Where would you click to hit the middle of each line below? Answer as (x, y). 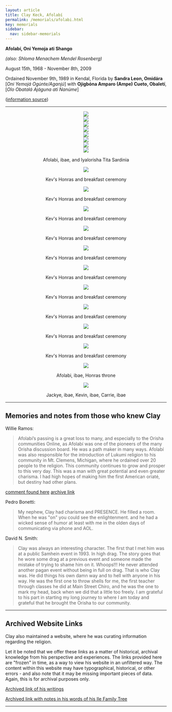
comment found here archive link (40, 492)
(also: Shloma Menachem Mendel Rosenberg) (54, 59)
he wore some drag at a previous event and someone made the (85, 559)
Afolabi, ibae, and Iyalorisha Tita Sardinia (86, 160)
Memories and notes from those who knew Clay (83, 416)
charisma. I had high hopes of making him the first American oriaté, (89, 477)
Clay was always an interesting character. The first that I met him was (91, 548)
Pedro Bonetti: (20, 502)
